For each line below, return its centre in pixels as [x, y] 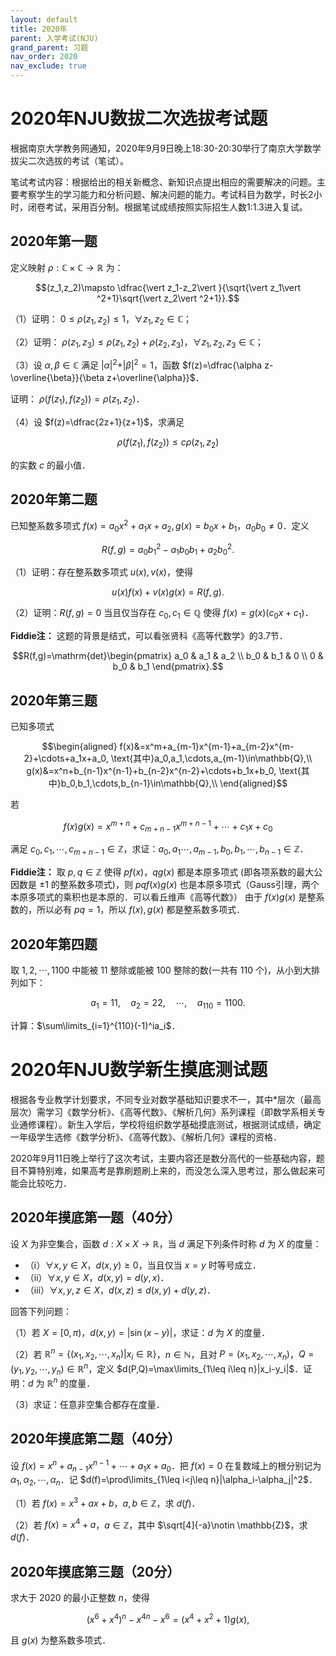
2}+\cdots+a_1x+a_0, [66, 758]
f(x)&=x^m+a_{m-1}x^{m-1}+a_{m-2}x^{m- [207, 746]
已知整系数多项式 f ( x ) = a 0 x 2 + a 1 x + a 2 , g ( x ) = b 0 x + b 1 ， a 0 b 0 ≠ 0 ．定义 [160, 526]
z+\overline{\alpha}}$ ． [155, 377]
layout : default [44, 19]
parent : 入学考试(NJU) [54, 38]
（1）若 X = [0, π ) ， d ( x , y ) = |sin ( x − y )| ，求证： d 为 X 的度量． [140, 1332]
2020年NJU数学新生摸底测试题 [139, 1069]
